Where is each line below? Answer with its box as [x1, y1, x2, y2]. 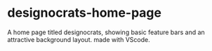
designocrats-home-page [7, 5, 161, 21]
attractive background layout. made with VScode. [7, 35, 150, 43]
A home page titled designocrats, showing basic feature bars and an [7, 28, 205, 36]
